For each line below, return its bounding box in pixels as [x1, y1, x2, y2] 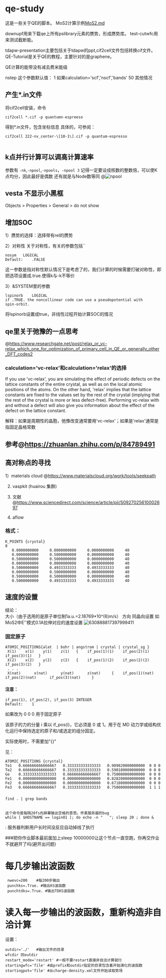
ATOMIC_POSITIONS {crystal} [5, 759, 63, 764]
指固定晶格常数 [5, 424, 36, 430]
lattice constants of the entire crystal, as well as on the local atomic [5, 381, 143, 387]
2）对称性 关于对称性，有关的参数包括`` [5, 243, 86, 249]
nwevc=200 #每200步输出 [7, 878, 60, 883]
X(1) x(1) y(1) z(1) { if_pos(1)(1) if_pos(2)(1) [7, 649, 150, 654]
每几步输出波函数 [5, 860, 75, 872]
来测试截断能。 [5, 37, 36, 43]
